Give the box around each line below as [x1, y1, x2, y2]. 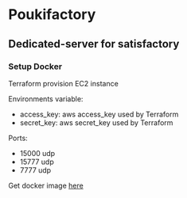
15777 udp [19, 157, 54, 166]
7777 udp [19, 165, 52, 175]
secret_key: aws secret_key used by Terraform [19, 117, 173, 128]
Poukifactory [8, 6, 96, 24]
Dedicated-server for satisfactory [8, 37, 180, 51]
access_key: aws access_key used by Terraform [19, 109, 179, 119]
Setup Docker [8, 61, 62, 72]
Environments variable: [8, 93, 84, 104]
